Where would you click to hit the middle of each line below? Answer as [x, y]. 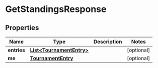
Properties [22, 28]
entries [16, 50]
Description [108, 42]
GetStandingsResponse [56, 9]
